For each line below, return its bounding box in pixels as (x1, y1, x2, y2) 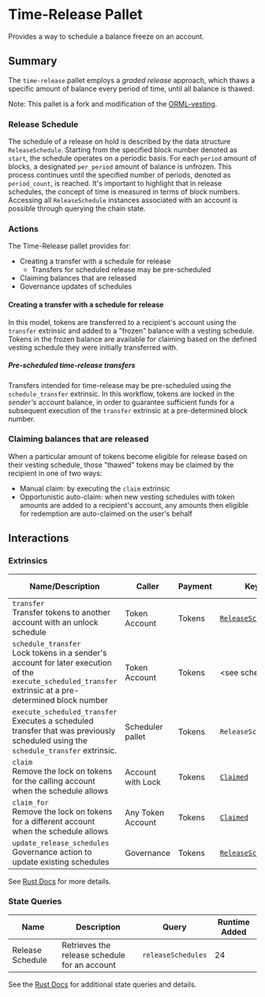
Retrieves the (62, 939, 111, 950)
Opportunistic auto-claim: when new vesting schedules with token (19, 491, 235, 502)
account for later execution (12, 657, 112, 668)
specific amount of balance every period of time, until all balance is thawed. (8, 84, 255, 93)
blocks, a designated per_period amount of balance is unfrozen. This (8, 162, 233, 171)
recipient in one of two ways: (8, 468, 103, 478)
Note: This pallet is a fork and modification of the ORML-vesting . (8, 99, 218, 108)
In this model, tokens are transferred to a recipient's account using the (8, 317, 237, 327)
